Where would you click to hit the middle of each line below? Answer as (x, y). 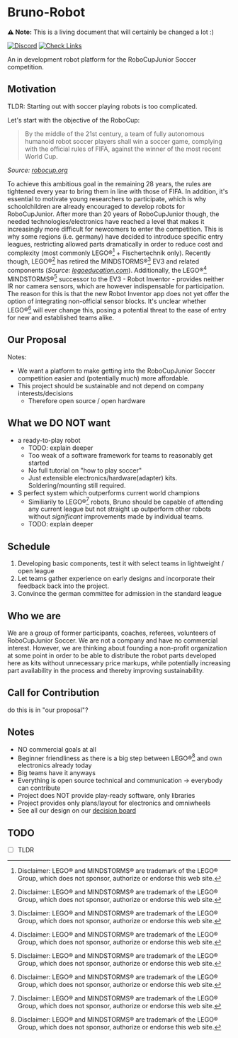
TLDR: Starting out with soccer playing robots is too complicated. (102, 106)
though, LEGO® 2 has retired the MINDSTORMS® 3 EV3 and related (103, 261)
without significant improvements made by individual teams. (116, 517)
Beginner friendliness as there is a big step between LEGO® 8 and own (120, 757)
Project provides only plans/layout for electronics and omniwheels (114, 803)
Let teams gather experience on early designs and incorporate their (116, 579)
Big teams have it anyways (56, 773)
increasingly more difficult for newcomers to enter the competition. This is (115, 229)
